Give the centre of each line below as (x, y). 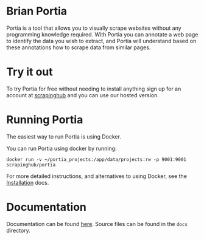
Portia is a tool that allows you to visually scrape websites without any (94, 28)
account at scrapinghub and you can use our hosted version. (83, 95)
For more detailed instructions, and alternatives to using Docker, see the (97, 176)
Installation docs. (28, 182)
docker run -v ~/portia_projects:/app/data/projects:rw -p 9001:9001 (97, 159)
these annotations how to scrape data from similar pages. (79, 47)
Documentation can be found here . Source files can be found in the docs (97, 224)
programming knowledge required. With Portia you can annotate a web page (102, 34)
